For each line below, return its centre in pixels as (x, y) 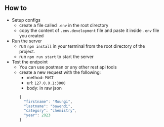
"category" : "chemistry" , (50, 111)
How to (16, 8)
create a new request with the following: (60, 72)
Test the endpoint (30, 62)
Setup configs (26, 20)
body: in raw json (44, 88)
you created (31, 35)
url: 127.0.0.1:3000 (46, 83)
